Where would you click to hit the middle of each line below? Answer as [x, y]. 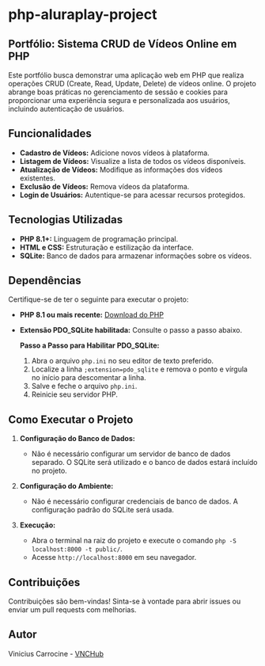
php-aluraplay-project [83, 15]
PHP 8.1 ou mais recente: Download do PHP [92, 315]
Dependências [45, 281]
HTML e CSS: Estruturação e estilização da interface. [106, 247]
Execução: [38, 525]
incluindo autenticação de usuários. [66, 109]
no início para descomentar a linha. [89, 378]
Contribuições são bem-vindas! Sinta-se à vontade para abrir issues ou [125, 601]
